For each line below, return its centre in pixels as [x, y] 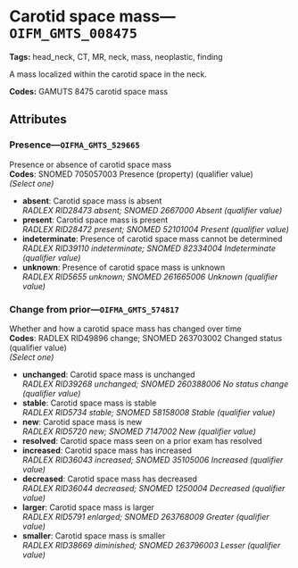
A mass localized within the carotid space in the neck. [108, 74]
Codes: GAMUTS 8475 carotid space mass [88, 91]
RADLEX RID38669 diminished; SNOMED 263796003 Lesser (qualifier [151, 545]
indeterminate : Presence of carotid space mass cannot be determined [152, 238]
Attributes [38, 119]
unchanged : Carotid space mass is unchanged [108, 374]
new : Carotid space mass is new [82, 422]
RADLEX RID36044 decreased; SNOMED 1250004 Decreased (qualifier [153, 488]
